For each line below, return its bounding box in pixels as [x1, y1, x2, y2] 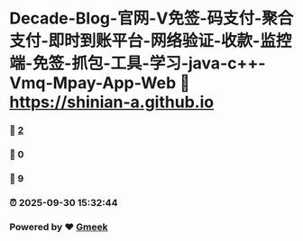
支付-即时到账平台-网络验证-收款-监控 [9, 31, 292, 51]
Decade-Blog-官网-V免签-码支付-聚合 [9, 8, 294, 29]
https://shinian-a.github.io [9, 92, 215, 112]
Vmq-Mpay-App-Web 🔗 [9, 73, 191, 94]
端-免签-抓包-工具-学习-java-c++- [9, 53, 266, 74]
